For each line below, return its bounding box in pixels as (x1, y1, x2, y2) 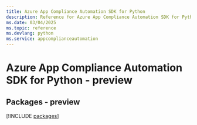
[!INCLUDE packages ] (6, 113, 59, 119)
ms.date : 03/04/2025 (6, 19, 57, 25)
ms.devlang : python (6, 31, 54, 36)
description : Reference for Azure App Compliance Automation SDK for (6, 14, 180, 20)
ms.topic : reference (6, 25, 57, 31)
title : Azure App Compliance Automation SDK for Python (6, 8, 145, 15)
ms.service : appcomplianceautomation (6, 36, 98, 42)
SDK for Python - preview (6, 74, 133, 87)
